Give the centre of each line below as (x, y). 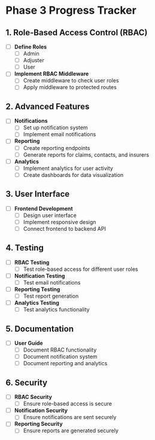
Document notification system (60, 357)
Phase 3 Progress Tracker (71, 10)
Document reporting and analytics (65, 363)
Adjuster (34, 60)
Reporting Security (39, 424)
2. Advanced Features (48, 106)
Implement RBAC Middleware (51, 74)
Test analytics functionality (57, 310)
